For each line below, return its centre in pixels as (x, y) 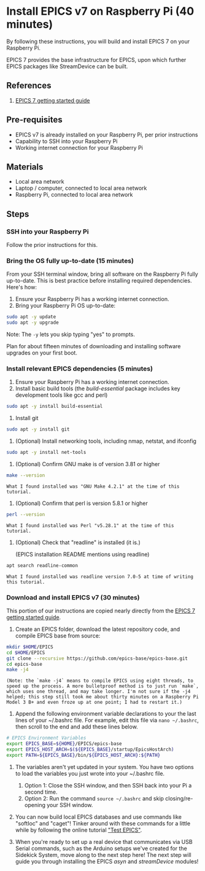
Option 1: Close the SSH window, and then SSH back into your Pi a (108, 785)
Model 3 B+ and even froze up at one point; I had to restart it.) (95, 702)
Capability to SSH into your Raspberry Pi (66, 141)
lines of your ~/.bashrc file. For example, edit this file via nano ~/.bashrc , (107, 721)
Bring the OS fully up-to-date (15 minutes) (70, 260)
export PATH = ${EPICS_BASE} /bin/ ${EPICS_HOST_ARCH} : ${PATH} (83, 755)
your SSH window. (70, 805)
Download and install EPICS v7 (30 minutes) (73, 597)
